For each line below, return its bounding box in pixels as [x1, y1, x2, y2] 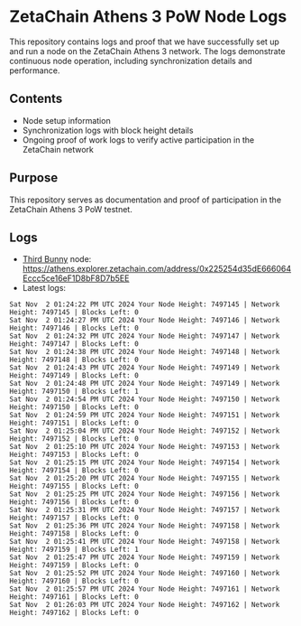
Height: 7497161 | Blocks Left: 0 [9, 593, 140, 602]
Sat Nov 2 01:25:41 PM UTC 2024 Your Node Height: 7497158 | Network [9, 537, 280, 547]
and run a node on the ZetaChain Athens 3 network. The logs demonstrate [9, 45, 286, 56]
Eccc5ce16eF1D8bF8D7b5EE [22, 273, 130, 284]
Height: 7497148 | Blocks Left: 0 [9, 355, 140, 365]
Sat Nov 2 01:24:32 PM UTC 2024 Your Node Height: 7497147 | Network [9, 332, 280, 341]
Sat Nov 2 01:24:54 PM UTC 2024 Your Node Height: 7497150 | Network [9, 395, 280, 404]
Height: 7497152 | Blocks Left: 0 [9, 434, 140, 444]
